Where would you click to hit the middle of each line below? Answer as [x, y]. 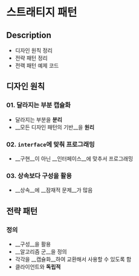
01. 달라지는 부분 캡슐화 [39, 105]
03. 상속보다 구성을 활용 [39, 176]
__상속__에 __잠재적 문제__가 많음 [54, 190]
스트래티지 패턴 [42, 12]
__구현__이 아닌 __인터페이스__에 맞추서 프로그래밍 [74, 159]
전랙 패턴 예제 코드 [37, 65]
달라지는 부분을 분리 [38, 119]
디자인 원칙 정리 [34, 50]
